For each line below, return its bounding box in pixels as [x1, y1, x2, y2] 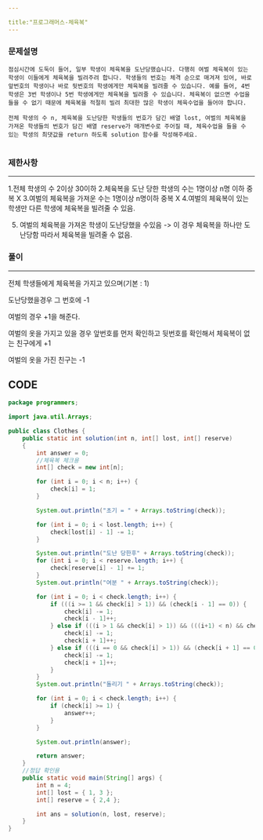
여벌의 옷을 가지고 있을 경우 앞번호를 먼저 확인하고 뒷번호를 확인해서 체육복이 [8, 328, 243, 338]
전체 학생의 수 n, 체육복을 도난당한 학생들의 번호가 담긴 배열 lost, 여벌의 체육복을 [8, 114, 247, 122]
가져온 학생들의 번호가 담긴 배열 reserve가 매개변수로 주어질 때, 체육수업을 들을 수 [8, 122, 247, 130]
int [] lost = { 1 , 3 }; [36, 788, 113, 797]
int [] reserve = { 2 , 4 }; [36, 796, 121, 804]
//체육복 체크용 [36, 456, 80, 464]
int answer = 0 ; [36, 449, 89, 457]
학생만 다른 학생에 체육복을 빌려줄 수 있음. [8, 203, 135, 213]
